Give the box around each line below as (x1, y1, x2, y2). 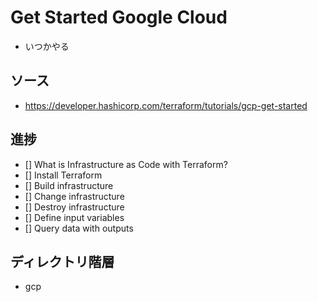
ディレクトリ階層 (10, 253, 115, 270)
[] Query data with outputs (24, 222, 134, 234)
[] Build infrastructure (24, 179, 114, 191)
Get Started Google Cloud (10, 6, 228, 29)
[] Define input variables (24, 211, 125, 223)
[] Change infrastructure (24, 190, 125, 202)
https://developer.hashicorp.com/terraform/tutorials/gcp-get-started (24, 99, 308, 111)
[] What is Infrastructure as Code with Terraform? (24, 158, 228, 170)
